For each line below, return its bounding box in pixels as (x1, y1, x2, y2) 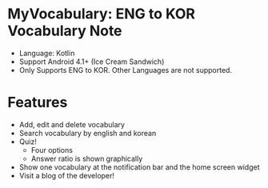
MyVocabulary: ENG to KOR (7, 5, 195, 23)
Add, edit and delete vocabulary (18, 119, 126, 129)
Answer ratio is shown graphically (30, 154, 143, 163)
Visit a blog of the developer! (18, 170, 115, 180)
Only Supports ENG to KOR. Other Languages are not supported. (18, 65, 233, 74)
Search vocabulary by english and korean (18, 128, 157, 138)
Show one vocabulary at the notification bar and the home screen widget (18, 162, 260, 172)
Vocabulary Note (7, 22, 122, 40)
